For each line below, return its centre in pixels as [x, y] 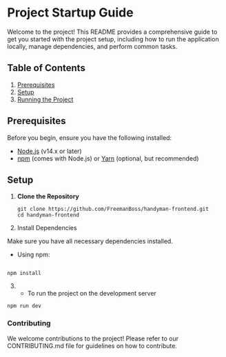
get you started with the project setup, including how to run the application [113, 39]
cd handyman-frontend [48, 215]
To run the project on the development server [92, 294]
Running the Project [45, 99]
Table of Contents [47, 68]
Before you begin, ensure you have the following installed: [90, 137]
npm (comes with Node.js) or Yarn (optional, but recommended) [108, 158]
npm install [24, 274]
